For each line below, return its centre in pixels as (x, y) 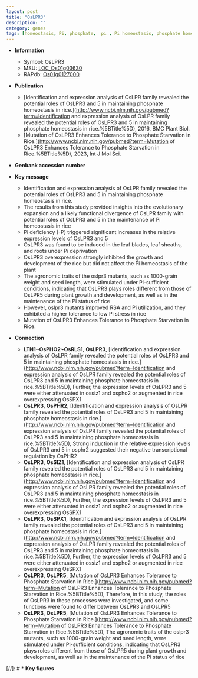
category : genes (26, 28)
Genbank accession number (50, 166)
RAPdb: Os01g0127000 (51, 74)
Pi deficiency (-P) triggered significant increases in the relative (99, 232)
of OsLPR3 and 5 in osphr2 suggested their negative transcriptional (105, 450)
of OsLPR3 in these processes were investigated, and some (96, 601)
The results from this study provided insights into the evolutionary (103, 207)
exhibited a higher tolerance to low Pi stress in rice (85, 314)
